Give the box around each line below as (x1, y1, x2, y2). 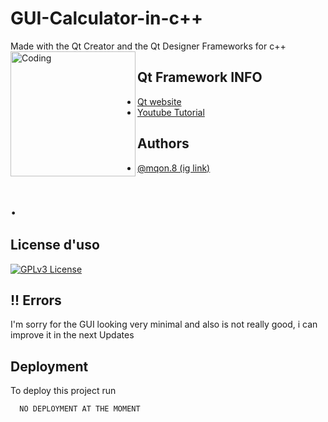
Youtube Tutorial (137, 106, 205, 118)
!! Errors (10, 292, 62, 309)
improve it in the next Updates (10, 329, 135, 341)
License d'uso (10, 237, 100, 254)
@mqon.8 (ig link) (137, 162, 211, 174)
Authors (137, 135, 190, 152)
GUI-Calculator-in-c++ (10, 7, 203, 30)
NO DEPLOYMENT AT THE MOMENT (19, 404, 141, 414)
